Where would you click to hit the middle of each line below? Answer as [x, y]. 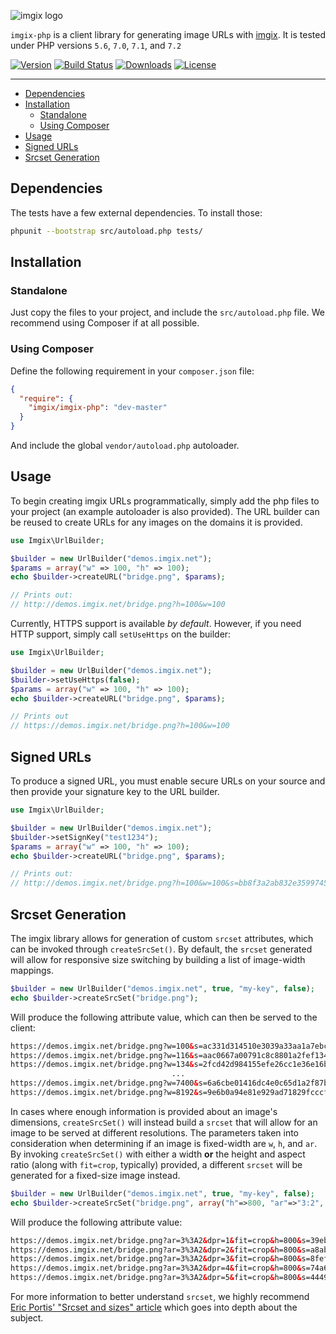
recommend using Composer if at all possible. [105, 323]
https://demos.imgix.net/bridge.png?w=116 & [102, 1055]
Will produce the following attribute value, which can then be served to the [164, 1017]
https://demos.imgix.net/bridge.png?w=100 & [102, 1046]
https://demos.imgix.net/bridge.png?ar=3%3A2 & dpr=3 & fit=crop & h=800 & [156, 1259]
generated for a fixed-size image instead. [95, 1175]
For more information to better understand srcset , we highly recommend [160, 1297]
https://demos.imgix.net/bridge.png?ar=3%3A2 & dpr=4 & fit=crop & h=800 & [156, 1268]
